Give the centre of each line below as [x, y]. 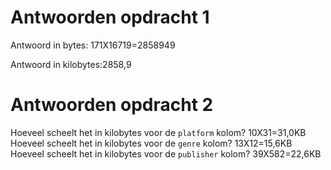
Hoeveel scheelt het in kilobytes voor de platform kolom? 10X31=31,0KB [158, 132]
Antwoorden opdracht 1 [110, 17]
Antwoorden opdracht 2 [112, 105]
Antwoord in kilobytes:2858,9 [71, 64]
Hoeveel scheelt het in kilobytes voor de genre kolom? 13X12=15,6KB [151, 143]
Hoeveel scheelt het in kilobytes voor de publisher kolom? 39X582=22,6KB [166, 153]
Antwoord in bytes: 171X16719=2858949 [93, 45]
